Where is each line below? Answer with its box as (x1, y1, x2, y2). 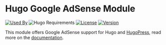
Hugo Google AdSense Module (5, 3, 135, 14)
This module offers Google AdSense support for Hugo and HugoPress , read (5, 29, 161, 35)
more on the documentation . (5, 34, 64, 40)
